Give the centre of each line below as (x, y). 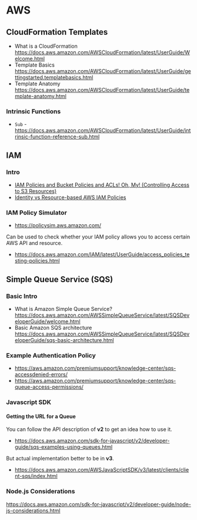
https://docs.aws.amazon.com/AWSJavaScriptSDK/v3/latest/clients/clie (102, 470)
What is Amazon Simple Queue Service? (64, 309)
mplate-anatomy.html (40, 96)
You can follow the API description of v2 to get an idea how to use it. (89, 429)
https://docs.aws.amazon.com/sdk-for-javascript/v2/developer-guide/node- (98, 504)
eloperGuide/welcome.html (47, 321)
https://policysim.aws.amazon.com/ (58, 226)
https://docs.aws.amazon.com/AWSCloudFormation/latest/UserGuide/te (102, 90)
